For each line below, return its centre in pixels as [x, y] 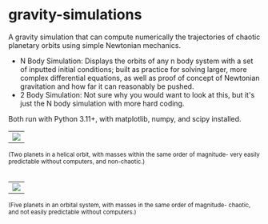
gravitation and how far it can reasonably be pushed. [107, 86]
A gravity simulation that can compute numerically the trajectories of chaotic [134, 37]
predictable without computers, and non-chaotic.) [77, 162]
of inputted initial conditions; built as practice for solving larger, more [133, 69]
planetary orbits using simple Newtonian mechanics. [95, 45]
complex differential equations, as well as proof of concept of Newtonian [140, 78]
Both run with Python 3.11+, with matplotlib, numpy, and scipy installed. [125, 118]
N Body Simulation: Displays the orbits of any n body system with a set [136, 61]
